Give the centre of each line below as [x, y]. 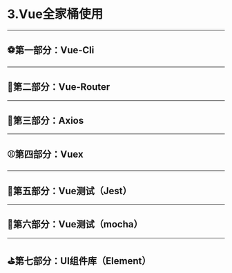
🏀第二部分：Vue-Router [59, 87]
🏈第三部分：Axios [46, 121]
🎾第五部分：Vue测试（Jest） [70, 191]
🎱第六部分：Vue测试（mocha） [75, 224]
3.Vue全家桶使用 [55, 14]
